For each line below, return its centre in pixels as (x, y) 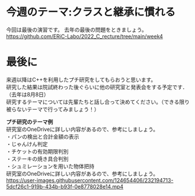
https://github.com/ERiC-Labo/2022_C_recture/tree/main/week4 (84, 36)
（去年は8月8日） (28, 94)
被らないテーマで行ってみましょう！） (53, 109)
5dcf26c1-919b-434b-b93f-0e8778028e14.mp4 (65, 187)
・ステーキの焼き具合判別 (37, 159)
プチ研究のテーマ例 (30, 121)
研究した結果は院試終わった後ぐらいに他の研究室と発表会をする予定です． (97, 87)
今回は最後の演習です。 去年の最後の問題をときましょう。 (76, 30)
